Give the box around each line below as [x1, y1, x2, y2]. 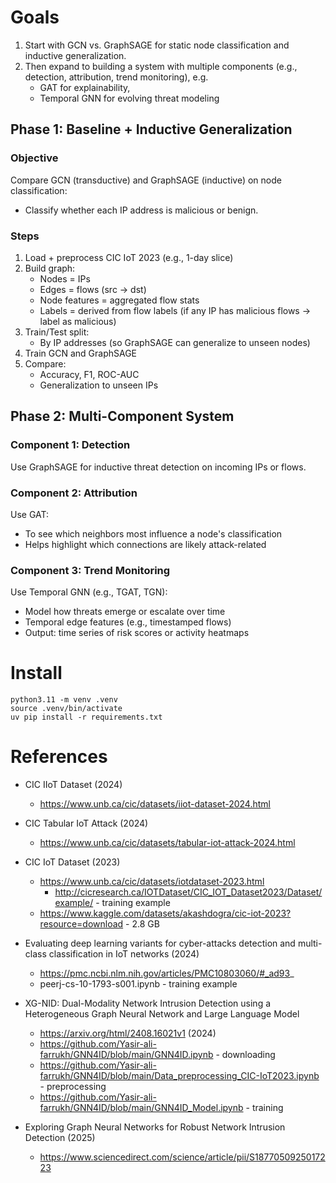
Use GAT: [10, 508, 50, 520]
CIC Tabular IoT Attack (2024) [24, 817, 149, 830]
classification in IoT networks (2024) [48, 948, 200, 960]
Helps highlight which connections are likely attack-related [24, 538, 267, 550]
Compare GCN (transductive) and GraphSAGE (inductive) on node [10, 174, 282, 186]
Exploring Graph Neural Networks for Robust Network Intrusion [24, 1121, 286, 1133]
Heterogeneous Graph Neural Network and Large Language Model [24, 1008, 300, 1020]
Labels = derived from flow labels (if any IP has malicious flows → [39, 304, 312, 316]
